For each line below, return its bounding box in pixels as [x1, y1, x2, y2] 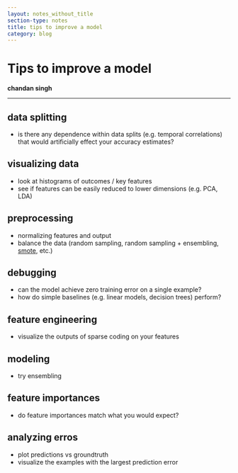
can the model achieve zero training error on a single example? [17, 285, 202, 294]
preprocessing [7, 212, 74, 224]
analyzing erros [7, 431, 78, 443]
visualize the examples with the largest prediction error [17, 457, 178, 466]
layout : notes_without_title [7, 10, 93, 18]
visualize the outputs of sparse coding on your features [17, 332, 179, 341]
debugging [7, 267, 57, 279]
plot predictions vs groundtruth [17, 450, 108, 459]
